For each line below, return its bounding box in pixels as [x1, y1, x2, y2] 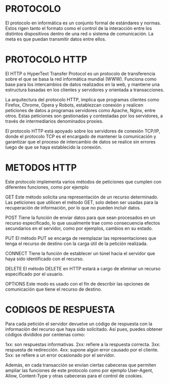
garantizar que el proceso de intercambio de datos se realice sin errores [5, 138, 156, 145]
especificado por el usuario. [5, 271, 64, 277]
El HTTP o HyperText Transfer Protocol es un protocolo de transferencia [5, 71, 155, 77]
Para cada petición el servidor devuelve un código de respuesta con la [5, 321, 153, 327]
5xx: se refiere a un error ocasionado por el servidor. [5, 352, 115, 358]
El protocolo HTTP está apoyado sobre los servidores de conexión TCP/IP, [5, 128, 160, 134]
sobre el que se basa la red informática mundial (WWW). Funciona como [5, 76, 157, 82]
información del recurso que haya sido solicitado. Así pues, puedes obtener [5, 326, 163, 332]
